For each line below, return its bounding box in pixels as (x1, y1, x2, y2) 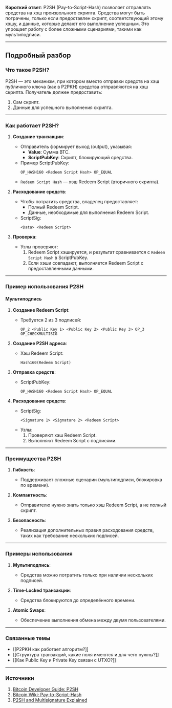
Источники (5, 674, 34, 681)
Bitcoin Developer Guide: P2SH (12, 686, 78, 693)
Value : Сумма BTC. (28, 148, 70, 155)
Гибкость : (12, 467, 35, 473)
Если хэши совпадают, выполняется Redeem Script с (28, 260, 144, 266)
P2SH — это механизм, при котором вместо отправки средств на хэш (5, 78, 160, 84)
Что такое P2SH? (5, 67, 50, 74)
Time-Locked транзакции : (12, 587, 71, 593)
